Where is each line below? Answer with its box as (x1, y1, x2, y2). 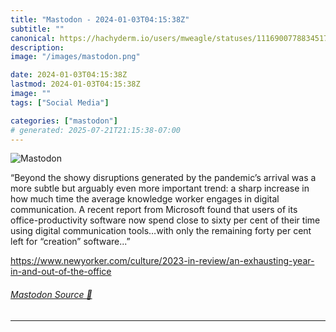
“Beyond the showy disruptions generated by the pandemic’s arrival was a (10, 172, 317, 184)
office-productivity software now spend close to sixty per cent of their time (10, 214, 321, 226)
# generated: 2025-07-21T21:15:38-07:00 (10, 125, 182, 135)
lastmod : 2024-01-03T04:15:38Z (10, 79, 141, 90)
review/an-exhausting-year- (198, 255, 315, 267)
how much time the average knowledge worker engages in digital (10, 193, 280, 205)
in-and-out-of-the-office (10, 266, 112, 278)
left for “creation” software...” (10, 236, 131, 248)
